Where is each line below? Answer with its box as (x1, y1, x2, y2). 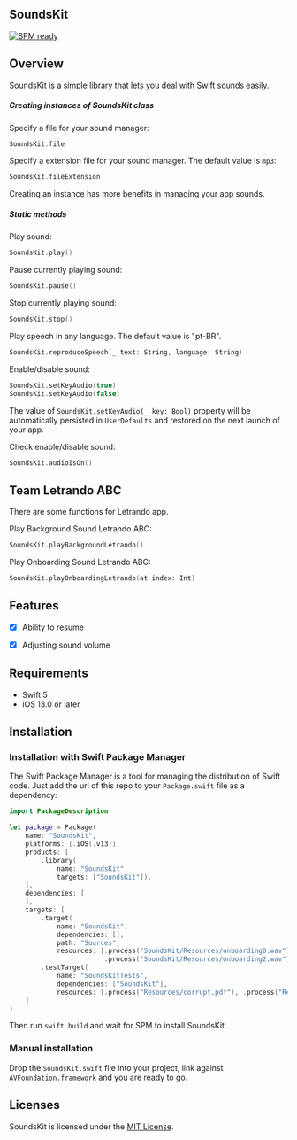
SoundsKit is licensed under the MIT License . (9, 1121, 174, 1132)
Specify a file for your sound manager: (9, 122, 149, 133)
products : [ (25, 848, 69, 857)
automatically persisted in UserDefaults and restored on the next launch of (9, 415, 280, 425)
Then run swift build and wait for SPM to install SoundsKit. (9, 1020, 227, 1031)
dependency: (9, 790, 57, 801)
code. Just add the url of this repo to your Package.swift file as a (9, 780, 245, 791)
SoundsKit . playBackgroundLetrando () (9, 540, 144, 550)
